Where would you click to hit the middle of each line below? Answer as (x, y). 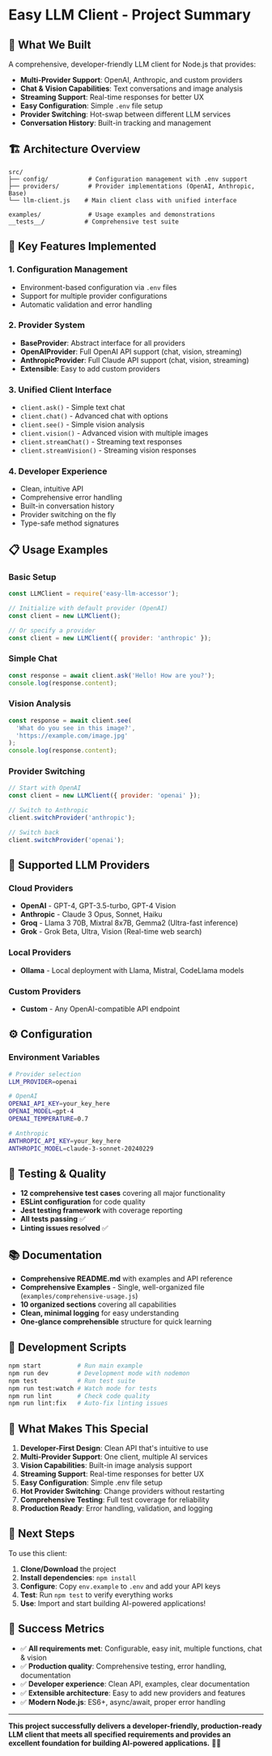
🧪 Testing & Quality (57, 1174)
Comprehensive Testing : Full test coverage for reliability (115, 1500)
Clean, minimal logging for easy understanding (100, 1313)
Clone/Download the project (68, 1569)
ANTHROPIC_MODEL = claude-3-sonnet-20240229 (81, 1148)
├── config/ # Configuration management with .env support (128, 179)
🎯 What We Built (50, 45)
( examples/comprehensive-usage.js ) (79, 1296)
